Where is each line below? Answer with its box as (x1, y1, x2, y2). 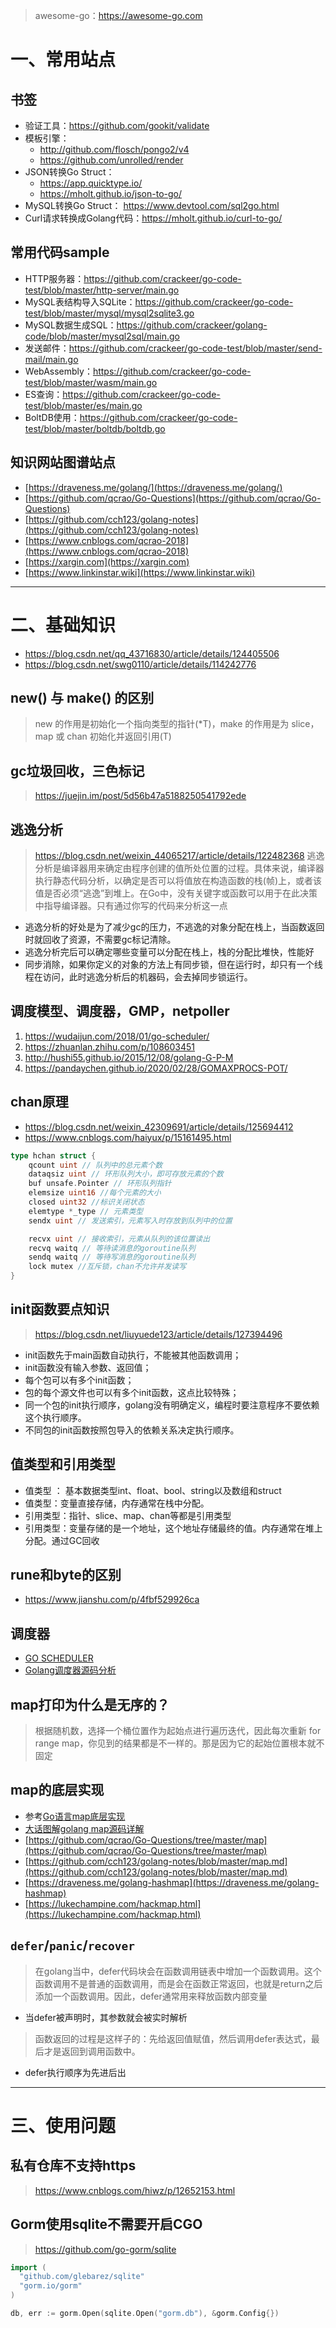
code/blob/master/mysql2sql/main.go (24, 330, 180, 342)
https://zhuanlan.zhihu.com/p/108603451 (24, 1040, 195, 1053)
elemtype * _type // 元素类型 (28, 1206, 144, 1216)
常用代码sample (10, 244, 110, 261)
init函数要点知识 (10, 1301, 110, 1318)
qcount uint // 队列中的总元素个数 (28, 1160, 163, 1170)
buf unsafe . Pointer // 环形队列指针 (28, 1179, 172, 1189)
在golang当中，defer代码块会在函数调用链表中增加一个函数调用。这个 (34, 1965, 322, 1977)
